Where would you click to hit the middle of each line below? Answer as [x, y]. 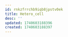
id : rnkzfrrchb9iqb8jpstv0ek [34, 9]
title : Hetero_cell [24, 14]
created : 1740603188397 [29, 27]
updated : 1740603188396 [29, 23]
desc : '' [14, 18]
